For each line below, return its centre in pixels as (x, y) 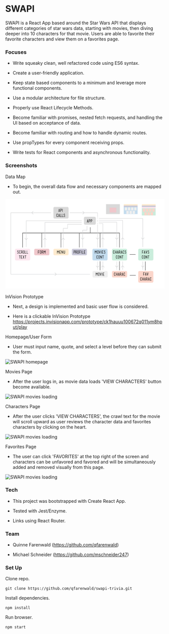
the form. (22, 352)
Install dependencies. (28, 598)
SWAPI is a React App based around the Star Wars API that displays (76, 23)
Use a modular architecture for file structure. (59, 98)
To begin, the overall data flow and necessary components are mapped (87, 186)
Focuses (16, 52)
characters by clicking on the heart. (50, 427)
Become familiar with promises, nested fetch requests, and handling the (88, 117)
